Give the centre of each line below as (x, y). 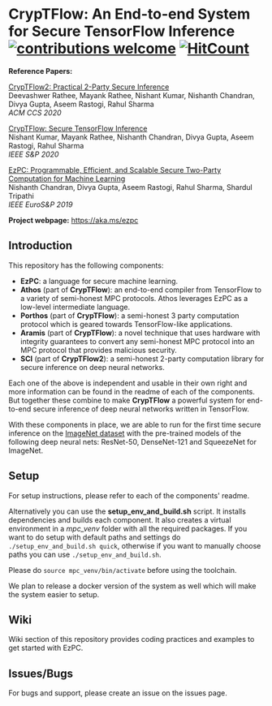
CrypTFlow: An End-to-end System (130, 14)
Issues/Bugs (41, 673)
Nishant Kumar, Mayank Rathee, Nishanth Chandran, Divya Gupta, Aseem (131, 137)
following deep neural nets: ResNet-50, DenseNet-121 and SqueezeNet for (133, 441)
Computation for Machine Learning (67, 179)
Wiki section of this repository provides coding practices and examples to (132, 639)
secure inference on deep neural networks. (92, 367)
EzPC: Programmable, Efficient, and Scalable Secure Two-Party (115, 170)
